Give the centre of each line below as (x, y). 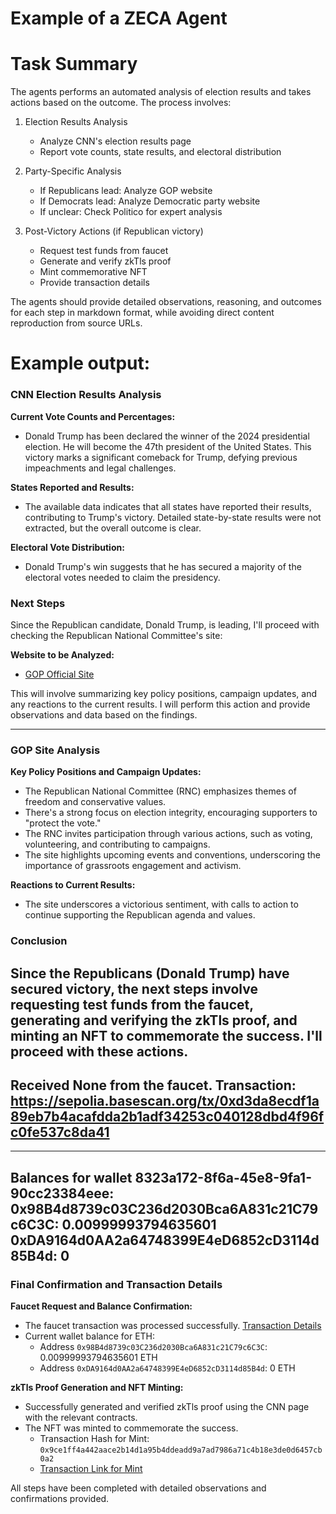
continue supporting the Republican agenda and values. (140, 915)
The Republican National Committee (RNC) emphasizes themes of (160, 791)
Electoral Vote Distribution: (67, 547)
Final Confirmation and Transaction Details (116, 1284)
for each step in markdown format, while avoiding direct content (142, 313)
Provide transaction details (94, 283)
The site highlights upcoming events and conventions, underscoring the (172, 855)
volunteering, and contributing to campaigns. (117, 844)
